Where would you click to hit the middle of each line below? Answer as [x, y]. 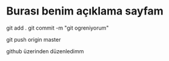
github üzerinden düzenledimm [45, 51]
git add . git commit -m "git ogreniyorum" [58, 28]
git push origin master [34, 39]
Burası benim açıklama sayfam [85, 11]
